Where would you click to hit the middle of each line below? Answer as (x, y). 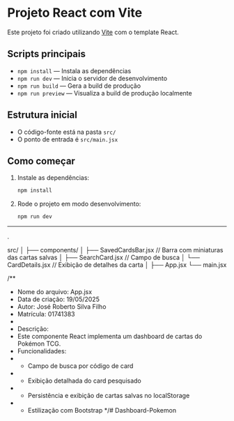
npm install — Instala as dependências (74, 70)
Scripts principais (46, 54)
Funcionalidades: (42, 351)
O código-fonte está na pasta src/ (67, 132)
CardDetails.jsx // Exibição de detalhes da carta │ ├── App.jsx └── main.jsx (117, 265)
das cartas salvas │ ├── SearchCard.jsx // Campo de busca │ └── (104, 258)
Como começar (41, 161)
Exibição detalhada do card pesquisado (84, 381)
